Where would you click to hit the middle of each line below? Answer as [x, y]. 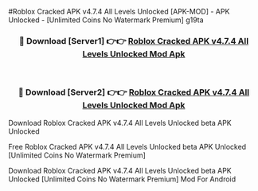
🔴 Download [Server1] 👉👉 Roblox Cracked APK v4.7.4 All [134, 41]
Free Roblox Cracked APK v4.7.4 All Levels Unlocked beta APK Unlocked [127, 146]
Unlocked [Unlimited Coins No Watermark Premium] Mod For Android [122, 179]
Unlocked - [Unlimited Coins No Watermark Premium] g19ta [106, 20]
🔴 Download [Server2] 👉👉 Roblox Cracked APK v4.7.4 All [134, 92]
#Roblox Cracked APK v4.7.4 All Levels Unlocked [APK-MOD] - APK [119, 12]
